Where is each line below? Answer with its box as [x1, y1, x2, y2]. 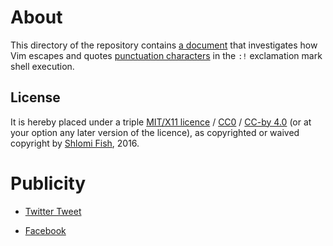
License [10, 89, 61, 106]
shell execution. [10, 60, 75, 72]
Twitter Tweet [24, 205, 82, 217]
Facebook [24, 224, 67, 236]
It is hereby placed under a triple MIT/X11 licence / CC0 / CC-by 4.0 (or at [10, 116, 312, 128]
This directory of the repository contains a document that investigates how [10, 39, 318, 51]
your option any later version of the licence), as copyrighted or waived [10, 126, 300, 138]
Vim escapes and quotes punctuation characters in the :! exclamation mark [10, 49, 323, 61]
